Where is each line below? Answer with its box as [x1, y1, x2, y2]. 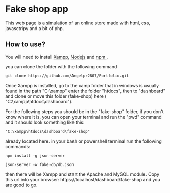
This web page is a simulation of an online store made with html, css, [5, 20, 151, 26]
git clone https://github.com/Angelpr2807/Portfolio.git [5, 73, 129, 78]
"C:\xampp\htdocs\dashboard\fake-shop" [5, 129, 90, 134]
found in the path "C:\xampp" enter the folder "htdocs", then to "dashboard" [5, 88, 166, 94]
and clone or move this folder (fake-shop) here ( [5, 93, 107, 99]
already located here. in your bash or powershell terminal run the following [5, 138, 162, 144]
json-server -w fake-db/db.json [5, 162, 74, 167]
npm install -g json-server [5, 153, 65, 158]
